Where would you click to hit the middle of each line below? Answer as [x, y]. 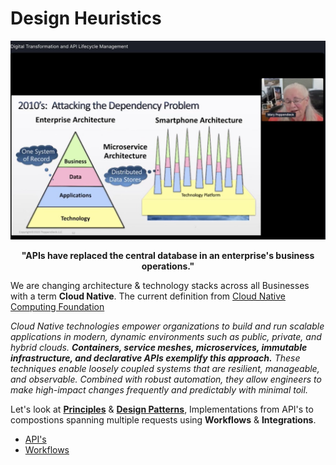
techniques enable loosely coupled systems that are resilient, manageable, [165, 369]
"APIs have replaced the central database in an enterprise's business [168, 256]
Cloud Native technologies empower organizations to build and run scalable [167, 326]
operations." [168, 266]
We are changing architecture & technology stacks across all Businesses [160, 286]
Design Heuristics [86, 18]
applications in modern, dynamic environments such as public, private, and [166, 337]
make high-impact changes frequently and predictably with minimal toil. [159, 390]
